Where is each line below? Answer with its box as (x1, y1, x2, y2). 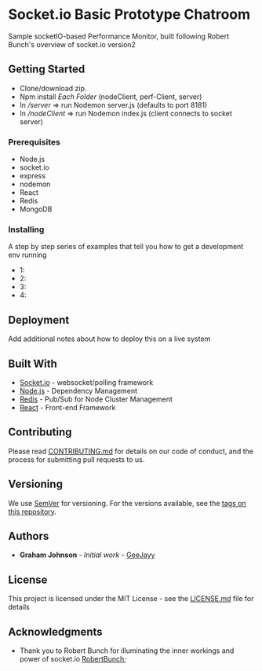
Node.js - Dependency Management (19, 386, 138, 395)
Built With (8, 357, 57, 370)
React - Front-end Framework (19, 402, 116, 412)
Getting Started (8, 63, 86, 76)
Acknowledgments (8, 625, 104, 638)
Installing (8, 224, 45, 235)
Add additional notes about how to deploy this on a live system (8, 334, 211, 343)
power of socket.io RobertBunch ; (19, 654, 127, 664)
